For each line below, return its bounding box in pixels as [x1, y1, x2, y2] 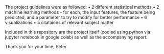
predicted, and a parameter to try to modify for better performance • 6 [5, 15, 147, 20]
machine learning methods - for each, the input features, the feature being [5, 9, 155, 15]
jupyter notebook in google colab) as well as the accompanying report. [5, 34, 148, 40]
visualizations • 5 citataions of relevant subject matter [5, 19, 114, 25]
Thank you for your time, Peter [5, 44, 67, 49]
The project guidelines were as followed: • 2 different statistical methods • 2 [5, 4, 160, 10]
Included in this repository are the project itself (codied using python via [5, 29, 150, 35]
